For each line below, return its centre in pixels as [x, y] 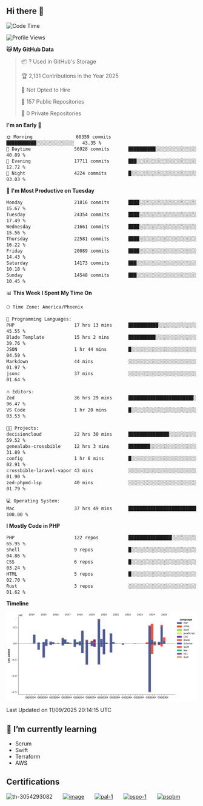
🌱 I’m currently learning [52, 729]
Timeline [18, 603]
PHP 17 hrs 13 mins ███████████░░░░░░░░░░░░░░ [101, 325]
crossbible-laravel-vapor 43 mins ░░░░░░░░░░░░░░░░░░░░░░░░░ [101, 470]
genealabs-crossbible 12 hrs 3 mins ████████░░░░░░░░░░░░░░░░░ [101, 446]
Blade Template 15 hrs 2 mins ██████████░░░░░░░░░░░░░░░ [101, 337]
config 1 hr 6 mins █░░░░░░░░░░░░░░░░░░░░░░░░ [101, 458]
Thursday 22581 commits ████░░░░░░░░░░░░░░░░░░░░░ [101, 239]
